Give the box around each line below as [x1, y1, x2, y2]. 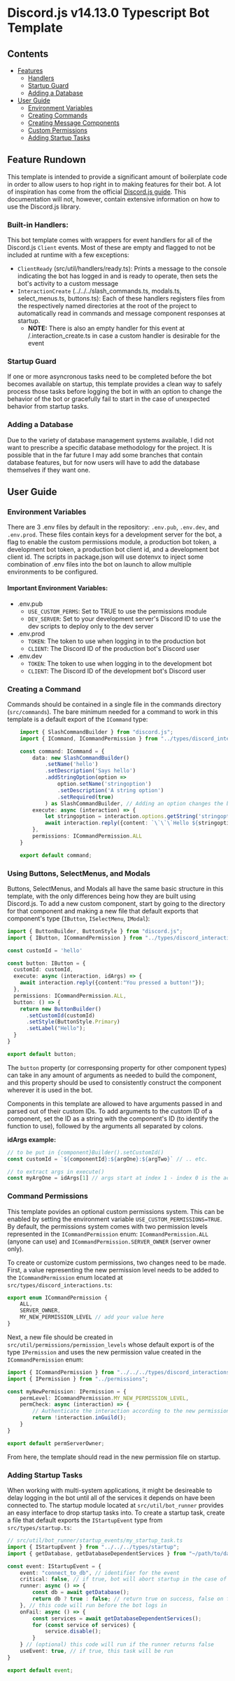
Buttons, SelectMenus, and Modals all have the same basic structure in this [7, 884, 224, 892]
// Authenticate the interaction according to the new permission [32, 1408, 230, 1415]
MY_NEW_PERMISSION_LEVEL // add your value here [20, 1314, 164, 1321]
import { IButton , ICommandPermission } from [7, 934, 142, 942]
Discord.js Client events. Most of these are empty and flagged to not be [7, 244, 215, 252]
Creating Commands [27, 111, 88, 119]
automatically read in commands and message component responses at [17, 309, 226, 317]
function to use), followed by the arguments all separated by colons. [7, 1121, 204, 1130]
